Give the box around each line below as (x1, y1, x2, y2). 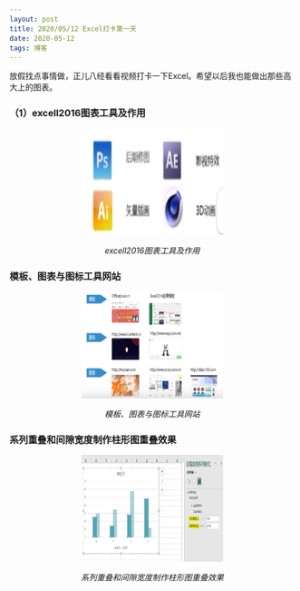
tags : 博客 (9, 44, 48, 53)
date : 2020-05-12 (9, 34, 75, 43)
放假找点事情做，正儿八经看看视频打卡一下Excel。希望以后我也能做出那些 (9, 71, 284, 82)
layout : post (9, 15, 59, 24)
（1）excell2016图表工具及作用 (9, 107, 147, 120)
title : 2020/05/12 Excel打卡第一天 (9, 24, 138, 34)
